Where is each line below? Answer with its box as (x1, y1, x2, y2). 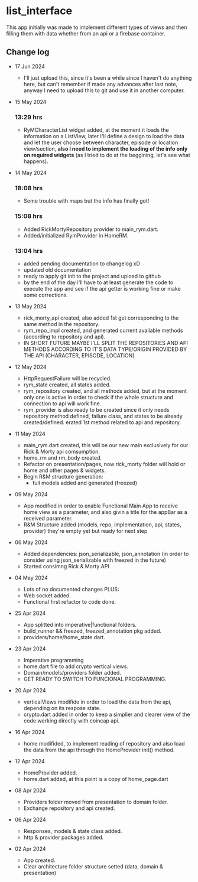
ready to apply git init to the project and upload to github (23, 272, 161, 279)
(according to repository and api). (23, 333, 106, 340)
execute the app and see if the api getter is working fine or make (23, 285, 181, 292)
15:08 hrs (14, 212, 43, 220)
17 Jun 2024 (14, 63, 46, 70)
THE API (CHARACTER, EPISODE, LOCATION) (23, 352, 135, 359)
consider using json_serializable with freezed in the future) (23, 556, 167, 564)
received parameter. (23, 515, 73, 522)
